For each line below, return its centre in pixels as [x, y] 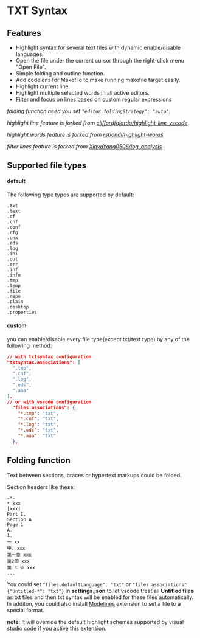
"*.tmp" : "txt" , [39, 413]
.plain [15, 302]
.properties [22, 312]
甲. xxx [16, 548]
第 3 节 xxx [21, 567]
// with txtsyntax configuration [49, 356]
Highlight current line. [43, 86]
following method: [29, 345]
